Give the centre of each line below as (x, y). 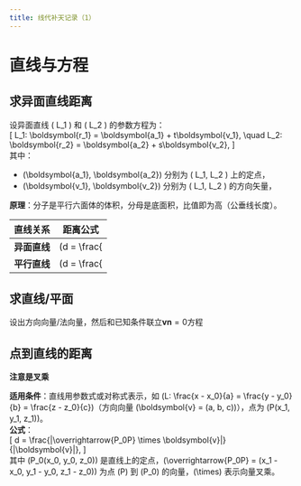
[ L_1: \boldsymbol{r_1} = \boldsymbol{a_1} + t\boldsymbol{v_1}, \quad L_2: (146, 135)
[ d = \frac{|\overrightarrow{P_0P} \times (85, 440)
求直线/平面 (41, 299)
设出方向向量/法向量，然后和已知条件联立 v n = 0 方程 (106, 322)
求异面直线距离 (51, 102)
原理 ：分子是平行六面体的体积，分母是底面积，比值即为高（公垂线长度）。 (146, 205)
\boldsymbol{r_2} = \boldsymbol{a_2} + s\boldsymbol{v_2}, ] (123, 145)
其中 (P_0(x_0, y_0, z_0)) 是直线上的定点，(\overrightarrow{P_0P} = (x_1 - (143, 461)
